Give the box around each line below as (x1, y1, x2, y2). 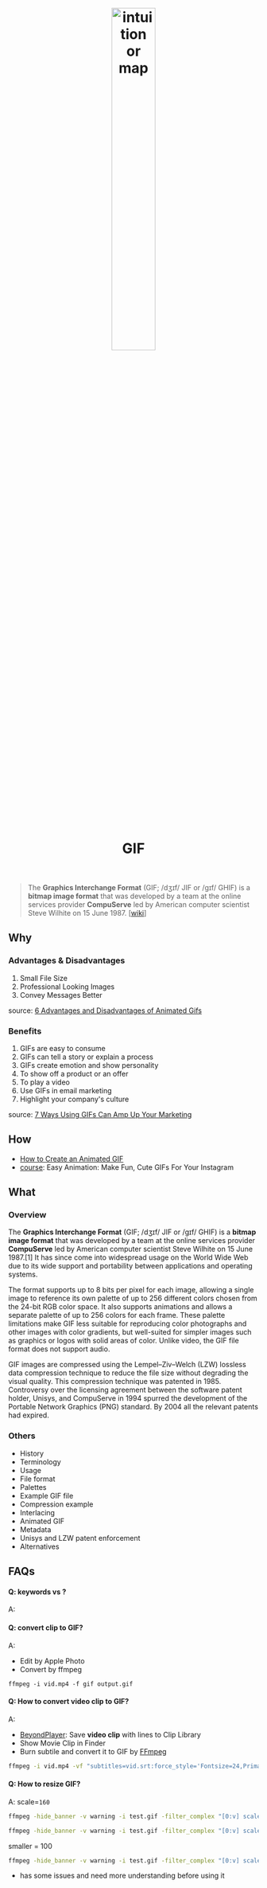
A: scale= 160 (8, 1796, 50, 1806)
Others (8, 1430, 36, 1441)
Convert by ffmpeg (19, 1664, 82, 1674)
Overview (8, 1210, 47, 1221)
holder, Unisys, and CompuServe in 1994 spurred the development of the (8, 1394, 248, 1403)
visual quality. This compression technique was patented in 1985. (8, 1377, 222, 1386)
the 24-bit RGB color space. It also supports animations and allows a (8, 1302, 233, 1311)
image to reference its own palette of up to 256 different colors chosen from (8, 1293, 258, 1304)
